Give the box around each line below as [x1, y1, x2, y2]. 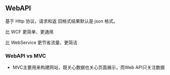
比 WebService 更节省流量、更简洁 [5, 39, 77, 45]
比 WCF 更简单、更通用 [5, 29, 54, 35]
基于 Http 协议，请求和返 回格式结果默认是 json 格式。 [5, 18, 118, 24]
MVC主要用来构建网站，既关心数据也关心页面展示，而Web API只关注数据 [12, 64, 165, 70]
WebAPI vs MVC [5, 52, 47, 59]
